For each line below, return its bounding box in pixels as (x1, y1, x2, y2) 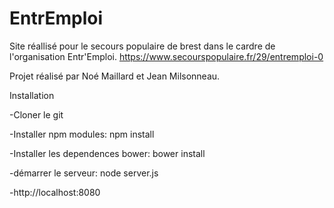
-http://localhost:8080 (9, 186, 101, 198)
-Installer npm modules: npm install (9, 128, 155, 140)
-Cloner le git (9, 108, 64, 121)
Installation (9, 89, 55, 101)
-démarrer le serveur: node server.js (9, 167, 159, 179)
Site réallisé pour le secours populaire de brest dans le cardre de (9, 40, 276, 52)
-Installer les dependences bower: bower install (9, 147, 206, 159)
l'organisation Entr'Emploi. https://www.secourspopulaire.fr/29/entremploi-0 (9, 50, 324, 62)
